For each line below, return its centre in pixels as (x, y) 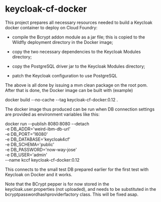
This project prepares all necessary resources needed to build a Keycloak (79, 22)
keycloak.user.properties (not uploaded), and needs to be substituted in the (81, 189)
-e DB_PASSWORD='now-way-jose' (41, 149)
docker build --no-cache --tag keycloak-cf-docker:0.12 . (62, 100)
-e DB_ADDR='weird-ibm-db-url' (38, 129)
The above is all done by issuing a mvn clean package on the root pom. (76, 85)
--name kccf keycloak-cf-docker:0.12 (42, 160)
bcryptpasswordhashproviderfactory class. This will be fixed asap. (72, 194)
